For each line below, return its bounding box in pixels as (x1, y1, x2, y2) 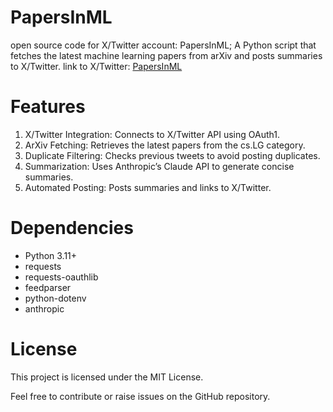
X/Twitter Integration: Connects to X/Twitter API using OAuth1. (24, 128, 280, 140)
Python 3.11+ (24, 249, 78, 261)
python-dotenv (24, 292, 87, 304)
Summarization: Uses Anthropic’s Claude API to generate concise (24, 160, 295, 172)
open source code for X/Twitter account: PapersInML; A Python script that (10, 39, 317, 51)
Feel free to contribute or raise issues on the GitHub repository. (10, 390, 271, 402)
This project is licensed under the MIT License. (10, 371, 204, 383)
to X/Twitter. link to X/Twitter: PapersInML (10, 60, 183, 72)
